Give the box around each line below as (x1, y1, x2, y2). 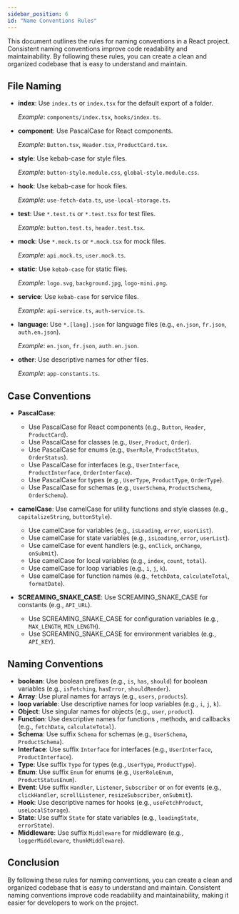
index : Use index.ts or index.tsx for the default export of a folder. (17, 99, 214, 108)
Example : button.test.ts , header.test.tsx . (17, 223, 146, 232)
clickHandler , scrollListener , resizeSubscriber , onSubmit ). (17, 790, 193, 799)
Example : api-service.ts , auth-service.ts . (17, 306, 146, 315)
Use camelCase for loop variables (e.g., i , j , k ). (28, 564, 168, 573)
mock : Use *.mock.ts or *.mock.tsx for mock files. (17, 237, 166, 246)
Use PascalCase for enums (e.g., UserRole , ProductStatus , (28, 445, 200, 454)
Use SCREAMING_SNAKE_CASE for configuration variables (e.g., (28, 614, 219, 623)
